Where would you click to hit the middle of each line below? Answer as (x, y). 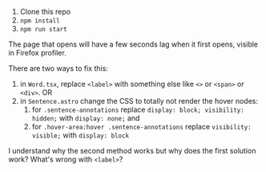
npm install (40, 21)
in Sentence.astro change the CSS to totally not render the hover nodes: (139, 101)
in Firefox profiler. (37, 53)
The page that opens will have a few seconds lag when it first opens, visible (133, 44)
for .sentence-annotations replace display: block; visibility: (138, 109)
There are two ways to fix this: (58, 68)
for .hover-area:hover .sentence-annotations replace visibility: (141, 127)
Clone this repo (45, 12)
